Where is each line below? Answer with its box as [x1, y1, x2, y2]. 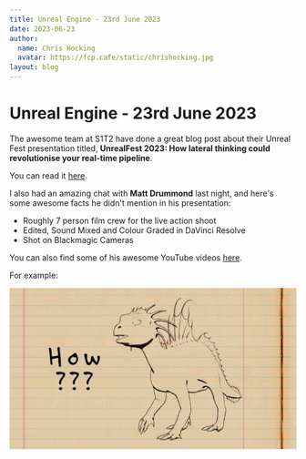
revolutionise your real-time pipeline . [9, 152, 153, 163]
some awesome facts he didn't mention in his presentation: [9, 197, 231, 209]
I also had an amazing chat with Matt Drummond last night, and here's [9, 188, 275, 199]
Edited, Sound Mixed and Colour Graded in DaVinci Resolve [22, 224, 246, 236]
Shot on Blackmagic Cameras [22, 234, 134, 245]
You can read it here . [9, 169, 88, 181]
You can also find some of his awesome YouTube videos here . [9, 251, 243, 263]
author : [9, 34, 39, 43]
